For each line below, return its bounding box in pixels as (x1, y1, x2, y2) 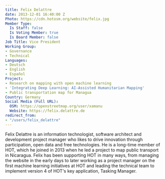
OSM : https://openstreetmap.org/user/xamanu (9, 104, 103, 109)
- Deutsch (5, 62, 26, 67)
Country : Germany (5, 94, 41, 99)
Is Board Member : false (9, 35, 58, 40)
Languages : (5, 58, 28, 63)
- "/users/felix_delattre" (5, 117, 61, 123)
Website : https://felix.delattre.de (9, 108, 85, 114)
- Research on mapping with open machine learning (5, 81, 112, 86)
